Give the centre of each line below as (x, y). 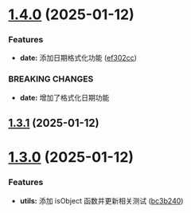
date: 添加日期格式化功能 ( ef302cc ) (78, 58)
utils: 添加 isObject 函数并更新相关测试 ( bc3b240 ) (101, 200)
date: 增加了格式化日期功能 (64, 97)
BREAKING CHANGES (51, 79)
